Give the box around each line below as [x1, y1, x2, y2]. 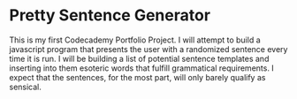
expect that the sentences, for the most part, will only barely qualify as [9, 72, 266, 82]
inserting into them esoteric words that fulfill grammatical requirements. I [9, 63, 274, 73]
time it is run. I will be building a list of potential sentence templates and [9, 53, 270, 64]
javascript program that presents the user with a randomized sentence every [9, 43, 288, 54]
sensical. [9, 81, 42, 92]
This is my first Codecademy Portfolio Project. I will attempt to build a [9, 34, 261, 45]
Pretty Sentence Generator [9, 5, 210, 26]
